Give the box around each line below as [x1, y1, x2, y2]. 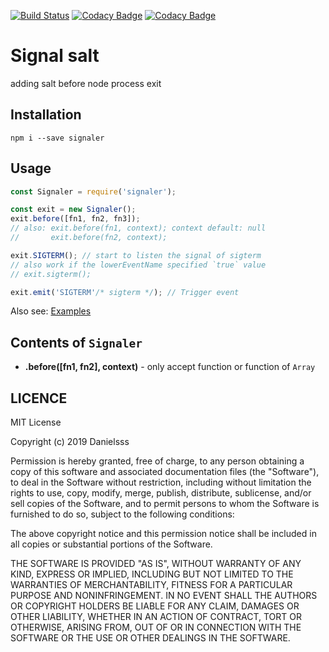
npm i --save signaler [10, 133, 105, 143]
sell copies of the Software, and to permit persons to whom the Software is [10, 498, 320, 510]
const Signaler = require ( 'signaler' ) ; [10, 186, 177, 197]
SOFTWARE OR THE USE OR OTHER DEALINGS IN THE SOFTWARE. [10, 632, 291, 644]
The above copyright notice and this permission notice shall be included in [10, 528, 317, 540]
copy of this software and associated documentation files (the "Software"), [10, 466, 320, 478]
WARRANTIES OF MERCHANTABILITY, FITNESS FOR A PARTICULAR [10, 579, 293, 591]
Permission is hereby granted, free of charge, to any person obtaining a [10, 455, 305, 467]
